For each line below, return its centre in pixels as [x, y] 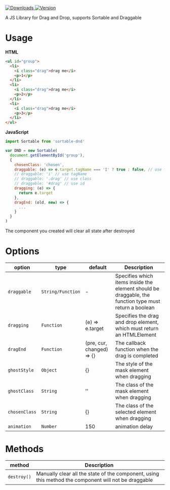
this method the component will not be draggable [95, 480]
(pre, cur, [96, 343]
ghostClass [21, 391]
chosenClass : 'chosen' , [39, 165]
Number [49, 426]
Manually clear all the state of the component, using [98, 473]
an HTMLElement [136, 335]
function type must [138, 301]
